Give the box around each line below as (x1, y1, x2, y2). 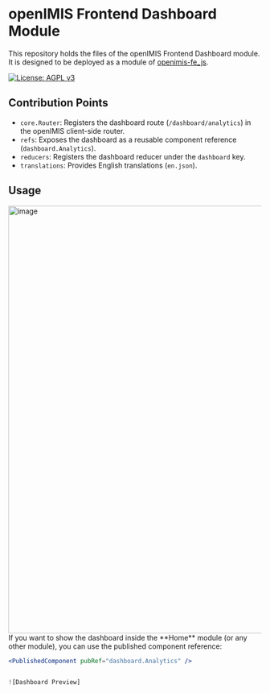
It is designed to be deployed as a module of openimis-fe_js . (8, 57, 209, 67)
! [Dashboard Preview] (8, 678, 81, 687)
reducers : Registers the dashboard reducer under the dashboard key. (19, 151, 246, 161)
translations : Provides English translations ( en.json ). (19, 160, 198, 170)
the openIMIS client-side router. (19, 126, 125, 135)
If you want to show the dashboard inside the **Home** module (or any (8, 633, 247, 642)
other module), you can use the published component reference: (8, 641, 223, 651)
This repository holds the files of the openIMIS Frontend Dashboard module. (8, 48, 260, 58)
